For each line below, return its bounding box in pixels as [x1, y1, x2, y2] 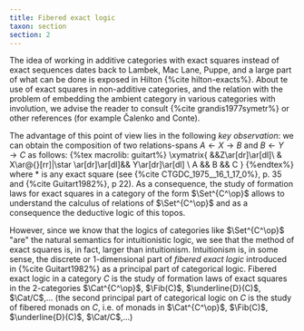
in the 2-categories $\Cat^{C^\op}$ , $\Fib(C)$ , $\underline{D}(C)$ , [9, 283, 261, 294]
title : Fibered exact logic [9, 13, 116, 23]
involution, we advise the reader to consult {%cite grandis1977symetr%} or [9, 103, 290, 114]
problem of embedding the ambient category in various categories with [9, 93, 276, 104]
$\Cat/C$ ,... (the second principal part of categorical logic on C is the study [9, 292, 292, 304]
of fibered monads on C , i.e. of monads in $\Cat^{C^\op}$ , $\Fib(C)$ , [9, 302, 269, 313]
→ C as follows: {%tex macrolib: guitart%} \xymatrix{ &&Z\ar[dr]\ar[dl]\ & [9, 150, 282, 161]
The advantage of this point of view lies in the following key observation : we [9, 131, 295, 141]
